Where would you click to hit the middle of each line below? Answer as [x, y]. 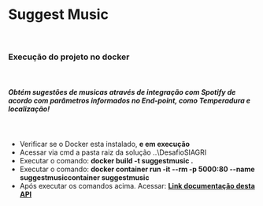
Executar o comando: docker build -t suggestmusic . [106, 161]
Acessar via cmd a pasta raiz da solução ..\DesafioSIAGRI [113, 152]
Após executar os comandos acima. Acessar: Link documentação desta [137, 186]
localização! [29, 109]
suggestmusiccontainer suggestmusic [84, 178]
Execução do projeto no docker [69, 57]
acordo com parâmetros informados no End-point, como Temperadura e [129, 100]
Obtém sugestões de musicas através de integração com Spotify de [122, 92]
